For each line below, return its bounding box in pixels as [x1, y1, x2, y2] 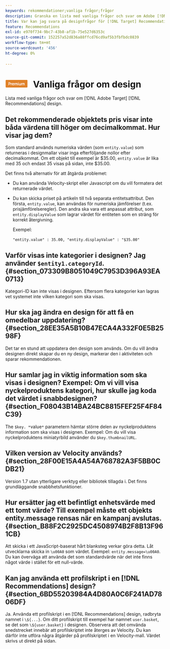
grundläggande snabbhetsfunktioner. [5, 483, 82, 490]
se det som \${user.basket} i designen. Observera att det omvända [5, 622, 146, 628]
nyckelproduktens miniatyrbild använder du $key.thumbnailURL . [5, 434, 137, 440]
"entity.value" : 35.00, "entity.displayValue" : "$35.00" [12, 238, 140, 243]
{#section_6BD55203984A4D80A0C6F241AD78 [5, 589, 162, 598]
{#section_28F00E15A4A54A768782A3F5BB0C [5, 457, 161, 466]
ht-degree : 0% [5, 51, 35, 56]
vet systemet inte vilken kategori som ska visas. [5, 294, 105, 300]
